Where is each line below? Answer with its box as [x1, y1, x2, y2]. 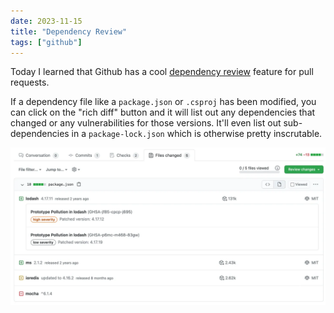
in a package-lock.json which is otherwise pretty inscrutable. [71, 128, 323, 140]
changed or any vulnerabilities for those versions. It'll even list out [10, 117, 282, 129]
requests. [10, 76, 50, 89]
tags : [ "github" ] [10, 37, 83, 47]
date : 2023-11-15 [10, 16, 83, 26]
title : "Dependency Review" [10, 26, 128, 37]
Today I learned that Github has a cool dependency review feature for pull [10, 66, 314, 78]
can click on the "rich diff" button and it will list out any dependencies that [10, 106, 316, 119]
